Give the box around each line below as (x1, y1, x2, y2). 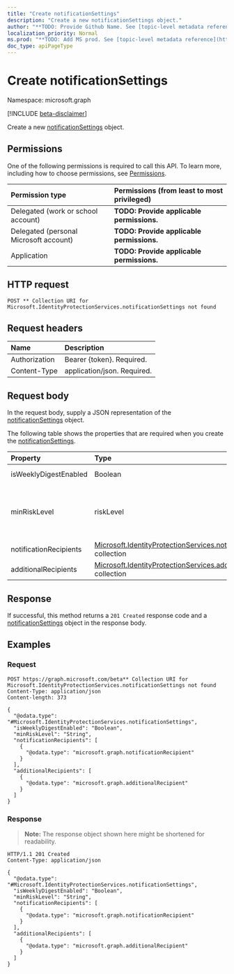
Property (10, 453, 41, 463)
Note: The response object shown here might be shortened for (24, 829, 205, 838)
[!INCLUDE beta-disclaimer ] (7, 109, 87, 117)
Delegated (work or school (10, 206, 98, 216)
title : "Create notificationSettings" (7, 10, 120, 17)
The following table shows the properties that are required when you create (7, 429, 224, 438)
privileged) (114, 194, 152, 204)
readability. (24, 837, 57, 846)
